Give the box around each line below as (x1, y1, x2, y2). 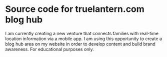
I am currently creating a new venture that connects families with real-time (5, 30, 159, 36)
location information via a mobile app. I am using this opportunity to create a (5, 36, 162, 42)
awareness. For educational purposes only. (5, 46, 94, 52)
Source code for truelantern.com (5, 3, 145, 15)
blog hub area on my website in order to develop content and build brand (5, 41, 156, 47)
